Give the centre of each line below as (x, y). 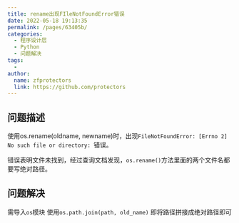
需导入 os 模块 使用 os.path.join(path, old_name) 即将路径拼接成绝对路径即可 (119, 212)
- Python (27, 47)
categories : (25, 34)
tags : (15, 61)
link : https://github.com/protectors (70, 87)
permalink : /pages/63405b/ (47, 27)
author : (19, 73)
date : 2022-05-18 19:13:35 (47, 21)
